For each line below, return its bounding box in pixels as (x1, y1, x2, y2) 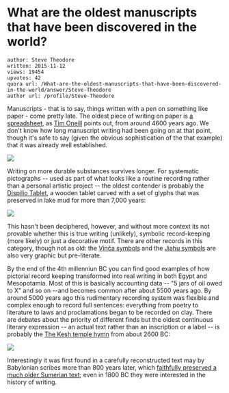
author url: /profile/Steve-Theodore (7, 92, 115, 99)
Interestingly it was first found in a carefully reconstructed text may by (7, 356, 205, 364)
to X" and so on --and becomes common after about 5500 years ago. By (7, 286, 212, 294)
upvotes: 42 (7, 74, 41, 81)
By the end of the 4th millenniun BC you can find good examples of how (7, 264, 210, 272)
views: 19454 (7, 68, 44, 75)
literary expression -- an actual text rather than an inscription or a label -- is (7, 322, 220, 331)
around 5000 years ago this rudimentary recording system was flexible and (7, 293, 219, 302)
